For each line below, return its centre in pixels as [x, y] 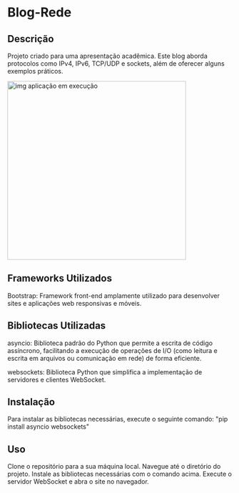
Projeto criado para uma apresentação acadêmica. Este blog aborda [108, 56]
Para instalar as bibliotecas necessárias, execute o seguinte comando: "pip [118, 419]
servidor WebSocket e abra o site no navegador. [78, 482]
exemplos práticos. [35, 71]
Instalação [31, 402]
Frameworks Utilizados [60, 278]
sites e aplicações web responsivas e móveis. [75, 303]
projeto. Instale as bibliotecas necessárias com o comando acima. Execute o [119, 474]
